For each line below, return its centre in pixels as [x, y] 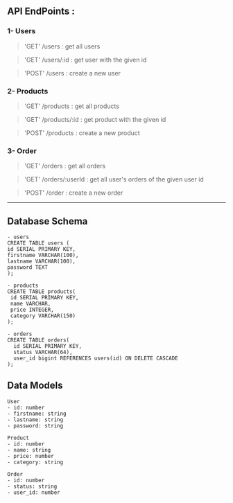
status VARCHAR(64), [43, 353]
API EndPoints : [41, 11]
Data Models [35, 386]
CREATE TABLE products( [42, 292]
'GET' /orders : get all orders [65, 166]
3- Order [22, 150]
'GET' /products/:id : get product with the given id [95, 119]
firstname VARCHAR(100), [43, 256]
